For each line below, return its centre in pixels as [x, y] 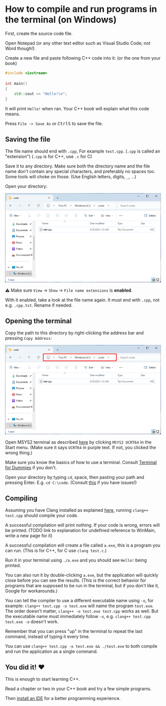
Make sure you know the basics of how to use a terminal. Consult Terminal [81, 463]
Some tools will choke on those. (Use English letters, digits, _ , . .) [71, 177]
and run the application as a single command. [51, 651]
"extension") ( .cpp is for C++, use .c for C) [49, 157]
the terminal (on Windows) [61, 20]
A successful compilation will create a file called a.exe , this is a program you [83, 546]
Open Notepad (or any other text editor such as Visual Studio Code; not [78, 43]
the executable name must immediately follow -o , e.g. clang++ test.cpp [78, 617]
